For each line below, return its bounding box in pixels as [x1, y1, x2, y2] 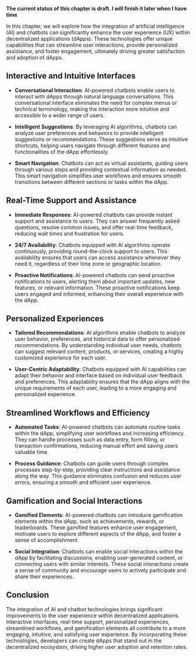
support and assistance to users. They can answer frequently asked [14, 217, 180, 225]
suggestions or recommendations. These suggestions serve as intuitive [14, 136, 188, 143]
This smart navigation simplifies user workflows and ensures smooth [14, 172, 181, 179]
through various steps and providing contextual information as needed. [14, 166, 187, 173]
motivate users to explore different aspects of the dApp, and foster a [14, 530, 181, 538]
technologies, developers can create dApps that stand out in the [6, 637, 162, 644]
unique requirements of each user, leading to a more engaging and [14, 384, 177, 391]
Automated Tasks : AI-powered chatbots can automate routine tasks [14, 424, 181, 431]
